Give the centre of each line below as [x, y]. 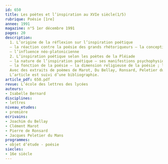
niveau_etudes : [21, 107]
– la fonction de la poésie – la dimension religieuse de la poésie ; [85, 65]
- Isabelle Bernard [25, 93]
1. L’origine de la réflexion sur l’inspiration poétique [71, 42]
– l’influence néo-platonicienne [44, 51]
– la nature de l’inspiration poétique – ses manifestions [72, 61]
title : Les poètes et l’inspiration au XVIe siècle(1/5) [66, 14]
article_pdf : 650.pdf [28, 79]
